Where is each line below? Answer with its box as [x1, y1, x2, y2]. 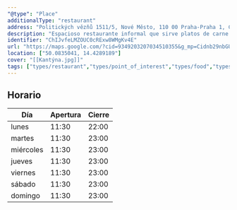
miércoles [11, 145, 44, 155]
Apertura [50, 110, 82, 120]
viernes [11, 168, 36, 177]
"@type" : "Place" [7, 10, 59, 18]
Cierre [87, 110, 110, 120]
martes [11, 134, 35, 144]
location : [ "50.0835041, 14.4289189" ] [7, 50, 121, 57]
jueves [11, 156, 33, 166]
